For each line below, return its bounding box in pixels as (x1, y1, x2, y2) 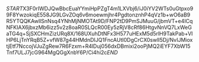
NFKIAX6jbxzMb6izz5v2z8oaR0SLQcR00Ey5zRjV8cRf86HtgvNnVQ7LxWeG (6, 24, 192, 31)
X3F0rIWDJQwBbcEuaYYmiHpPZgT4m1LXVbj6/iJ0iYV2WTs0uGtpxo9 (23, 5, 194, 12)
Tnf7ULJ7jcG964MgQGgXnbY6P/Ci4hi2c (6, 49, 108, 56)
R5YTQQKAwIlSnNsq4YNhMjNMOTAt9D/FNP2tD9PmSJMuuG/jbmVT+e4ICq (6, 18, 193, 24)
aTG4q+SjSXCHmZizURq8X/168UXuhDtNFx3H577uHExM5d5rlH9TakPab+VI (6, 30, 193, 37)
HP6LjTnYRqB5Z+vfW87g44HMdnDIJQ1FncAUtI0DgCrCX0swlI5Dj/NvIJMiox (6, 37, 193, 43)
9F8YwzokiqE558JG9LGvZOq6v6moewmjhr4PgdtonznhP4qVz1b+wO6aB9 (6, 11, 191, 18)
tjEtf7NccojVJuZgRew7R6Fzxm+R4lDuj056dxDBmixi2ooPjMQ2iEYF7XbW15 (6, 43, 191, 50)
